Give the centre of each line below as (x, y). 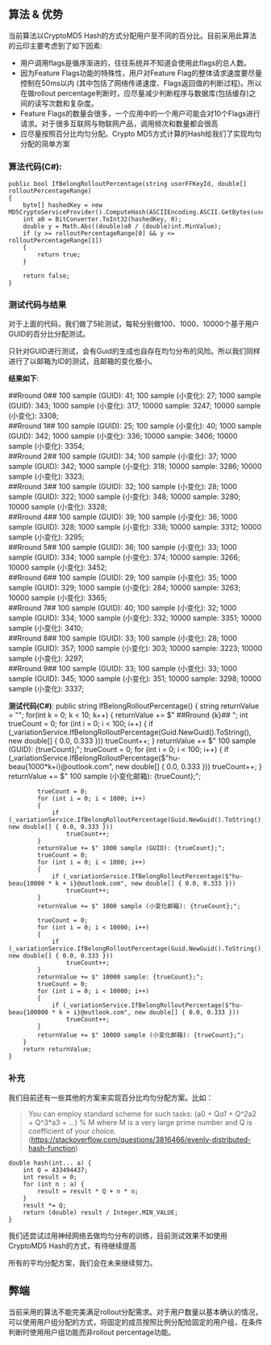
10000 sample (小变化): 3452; (58, 568)
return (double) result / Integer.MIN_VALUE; (101, 1212)
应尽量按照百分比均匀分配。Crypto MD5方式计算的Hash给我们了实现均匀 (141, 133)
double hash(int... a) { (50, 1163)
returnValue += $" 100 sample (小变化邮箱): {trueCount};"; (105, 776)
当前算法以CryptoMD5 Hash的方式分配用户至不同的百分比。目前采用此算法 (132, 36)
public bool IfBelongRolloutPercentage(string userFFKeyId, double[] (128, 184)
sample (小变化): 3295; (46, 537)
